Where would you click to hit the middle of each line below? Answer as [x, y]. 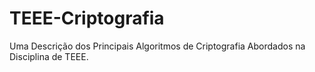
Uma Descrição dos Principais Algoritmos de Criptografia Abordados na [157, 46]
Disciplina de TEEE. [49, 56]
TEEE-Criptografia [87, 18]
